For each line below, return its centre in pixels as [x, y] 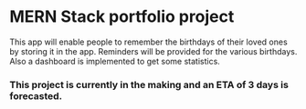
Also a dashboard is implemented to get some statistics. [115, 61]
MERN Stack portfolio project [122, 17]
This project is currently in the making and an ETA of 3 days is [149, 84]
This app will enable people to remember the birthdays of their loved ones [148, 42]
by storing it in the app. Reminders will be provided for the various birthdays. [153, 51]
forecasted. [36, 95]
